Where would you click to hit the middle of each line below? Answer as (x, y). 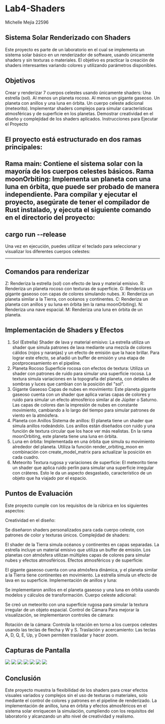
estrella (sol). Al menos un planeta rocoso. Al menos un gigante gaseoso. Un (82, 98)
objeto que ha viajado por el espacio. (50, 478)
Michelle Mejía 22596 (27, 22)
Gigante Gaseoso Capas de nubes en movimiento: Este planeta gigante (84, 389)
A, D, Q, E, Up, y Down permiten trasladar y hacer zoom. (62, 635)
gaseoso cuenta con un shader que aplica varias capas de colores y (81, 394)
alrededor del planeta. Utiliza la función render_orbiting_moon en (78, 446)
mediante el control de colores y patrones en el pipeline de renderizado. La (81, 701)
